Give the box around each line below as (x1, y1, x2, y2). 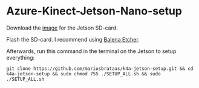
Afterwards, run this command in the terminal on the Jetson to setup (6, 47, 177, 55)
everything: (6, 54, 35, 61)
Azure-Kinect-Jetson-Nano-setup (6, 4, 183, 18)
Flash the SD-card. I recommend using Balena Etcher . (6, 36, 140, 43)
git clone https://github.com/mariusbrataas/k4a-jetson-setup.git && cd (6, 65, 194, 72)
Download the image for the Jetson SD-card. (6, 24, 118, 31)
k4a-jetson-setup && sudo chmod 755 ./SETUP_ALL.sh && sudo (6, 71, 161, 77)
